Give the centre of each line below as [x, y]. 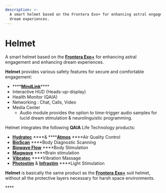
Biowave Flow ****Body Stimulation [50, 148]
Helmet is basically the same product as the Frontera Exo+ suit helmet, [78, 173]
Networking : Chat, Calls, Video [44, 102]
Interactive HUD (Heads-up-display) [49, 92]
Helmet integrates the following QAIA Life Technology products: [70, 128]
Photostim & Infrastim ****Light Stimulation [58, 163]
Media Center [26, 108]
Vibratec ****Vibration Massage [46, 158]
